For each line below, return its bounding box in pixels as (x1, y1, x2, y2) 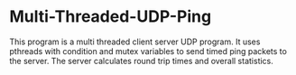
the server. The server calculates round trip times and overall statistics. (9, 55, 273, 66)
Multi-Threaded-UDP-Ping (9, 6, 212, 27)
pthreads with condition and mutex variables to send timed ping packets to (9, 45, 287, 56)
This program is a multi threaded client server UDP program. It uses (9, 36, 261, 47)
